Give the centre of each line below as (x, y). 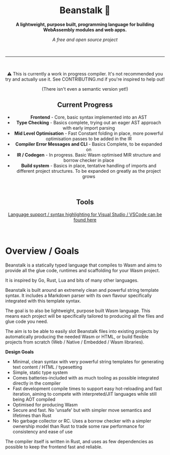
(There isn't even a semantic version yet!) (85, 89)
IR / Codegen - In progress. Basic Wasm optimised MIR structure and (89, 155)
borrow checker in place (89, 160)
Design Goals (19, 352)
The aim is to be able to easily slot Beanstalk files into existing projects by (82, 331)
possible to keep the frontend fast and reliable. (54, 447)
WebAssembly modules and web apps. (85, 29)
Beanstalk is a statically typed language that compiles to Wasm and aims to (83, 265)
